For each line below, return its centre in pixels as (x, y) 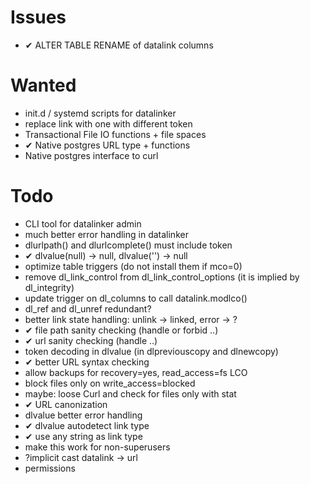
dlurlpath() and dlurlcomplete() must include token (128, 245)
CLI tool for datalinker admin (83, 223)
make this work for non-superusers (97, 447)
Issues (38, 17)
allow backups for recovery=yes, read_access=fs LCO (136, 372)
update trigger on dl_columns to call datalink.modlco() (136, 298)
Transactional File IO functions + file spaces (115, 134)
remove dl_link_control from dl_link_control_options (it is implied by (162, 277)
